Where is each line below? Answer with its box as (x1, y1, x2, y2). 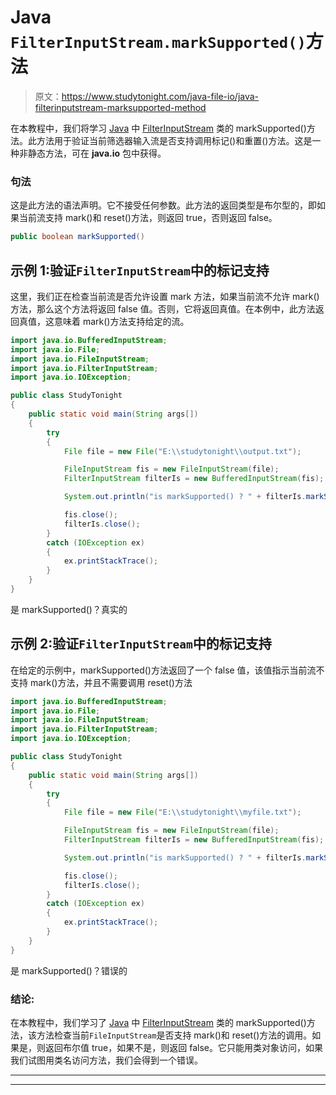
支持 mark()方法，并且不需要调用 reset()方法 (10, 676, 193, 688)
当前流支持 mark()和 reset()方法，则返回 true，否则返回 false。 (18, 212, 278, 224)
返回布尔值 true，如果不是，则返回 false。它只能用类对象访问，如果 (44, 1042, 323, 1054)
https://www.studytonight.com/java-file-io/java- (61, 90, 260, 102)
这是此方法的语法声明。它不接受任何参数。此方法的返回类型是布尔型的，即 (10, 199, 317, 211)
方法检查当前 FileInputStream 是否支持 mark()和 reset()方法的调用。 (36, 1029, 313, 1041)
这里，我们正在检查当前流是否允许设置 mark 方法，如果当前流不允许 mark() (10, 290, 320, 302)
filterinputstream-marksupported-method (34, 101, 207, 113)
